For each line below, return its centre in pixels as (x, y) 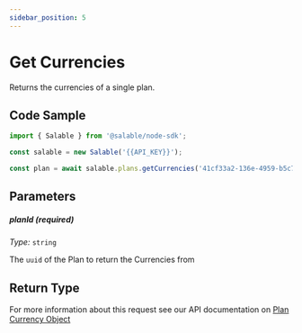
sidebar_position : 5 (48, 18)
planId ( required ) (42, 219)
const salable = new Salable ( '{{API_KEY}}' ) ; (96, 153)
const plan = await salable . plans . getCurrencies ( (104, 169)
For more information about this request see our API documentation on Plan (149, 310)
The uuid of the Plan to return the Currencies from (102, 260)
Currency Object (40, 319)
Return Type (44, 288)
